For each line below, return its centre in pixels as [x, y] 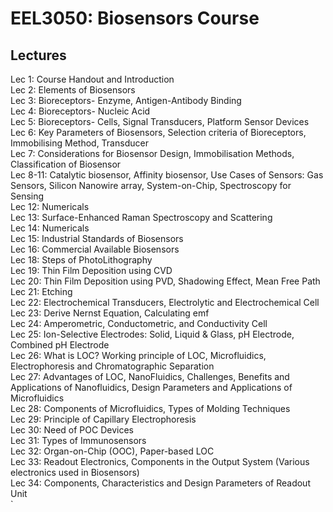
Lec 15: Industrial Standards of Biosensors [97, 238]
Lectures [38, 55]
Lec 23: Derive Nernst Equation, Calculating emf [110, 313]
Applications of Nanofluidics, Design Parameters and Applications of [151, 387]
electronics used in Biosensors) [75, 472]
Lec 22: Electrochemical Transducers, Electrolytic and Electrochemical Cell [165, 302]
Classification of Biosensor [66, 164]
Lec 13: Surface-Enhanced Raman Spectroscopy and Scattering [141, 217]
